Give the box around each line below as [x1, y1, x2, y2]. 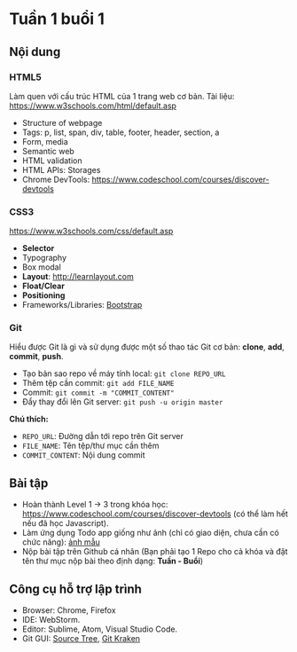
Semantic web [21, 145, 75, 156]
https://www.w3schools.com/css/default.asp [9, 226, 174, 237]
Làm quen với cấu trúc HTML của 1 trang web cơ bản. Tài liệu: [9, 90, 235, 101]
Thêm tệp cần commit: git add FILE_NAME [21, 378, 175, 389]
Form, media [21, 136, 68, 146]
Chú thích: [9, 413, 49, 425]
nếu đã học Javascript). [21, 518, 109, 529]
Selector [21, 243, 55, 254]
